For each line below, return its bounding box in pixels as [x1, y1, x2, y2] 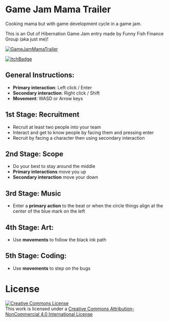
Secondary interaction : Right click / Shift [12, 90, 100, 96]
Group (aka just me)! [5, 36, 49, 42]
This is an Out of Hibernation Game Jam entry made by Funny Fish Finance [5, 30, 164, 36]
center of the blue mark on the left [12, 208, 86, 214]
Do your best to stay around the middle [12, 163, 96, 169]
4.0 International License [40, 311, 93, 317]
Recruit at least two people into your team [12, 124, 101, 130]
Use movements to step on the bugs [12, 265, 91, 271]
